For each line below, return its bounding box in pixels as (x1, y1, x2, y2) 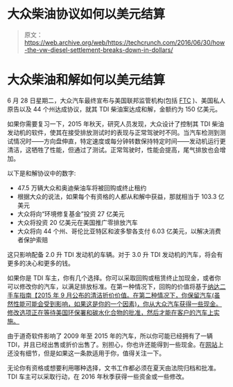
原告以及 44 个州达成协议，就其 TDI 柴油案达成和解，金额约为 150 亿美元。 (7, 105, 222, 113)
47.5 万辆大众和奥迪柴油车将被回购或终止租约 (17, 183, 147, 192)
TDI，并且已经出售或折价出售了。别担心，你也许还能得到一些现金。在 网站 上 (7, 340, 224, 348)
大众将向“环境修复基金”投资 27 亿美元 (17, 209, 125, 218)
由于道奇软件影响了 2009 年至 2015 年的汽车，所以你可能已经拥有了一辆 (7, 332, 214, 340)
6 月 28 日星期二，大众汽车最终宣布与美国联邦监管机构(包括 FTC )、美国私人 (7, 96, 225, 105)
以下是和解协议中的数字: (7, 169, 76, 177)
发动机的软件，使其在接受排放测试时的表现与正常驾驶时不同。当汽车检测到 (7, 128, 220, 136)
